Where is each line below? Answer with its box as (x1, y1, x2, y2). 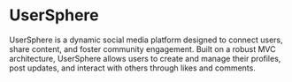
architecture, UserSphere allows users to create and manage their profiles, (9, 53, 281, 63)
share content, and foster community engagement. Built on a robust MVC (9, 43, 276, 54)
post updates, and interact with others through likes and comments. (9, 63, 257, 73)
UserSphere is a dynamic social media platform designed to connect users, (9, 34, 283, 45)
